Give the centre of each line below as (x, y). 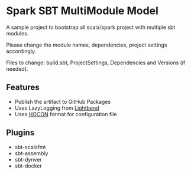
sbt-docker (28, 166)
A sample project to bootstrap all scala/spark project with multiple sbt (91, 27)
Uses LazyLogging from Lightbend (57, 108)
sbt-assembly (31, 153)
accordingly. (21, 51)
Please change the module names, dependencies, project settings (87, 45)
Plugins (20, 133)
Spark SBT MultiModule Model (82, 11)
